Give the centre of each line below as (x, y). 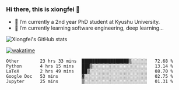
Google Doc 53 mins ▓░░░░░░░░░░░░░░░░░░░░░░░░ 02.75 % (90, 77)
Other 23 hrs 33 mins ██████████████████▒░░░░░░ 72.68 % (90, 61)
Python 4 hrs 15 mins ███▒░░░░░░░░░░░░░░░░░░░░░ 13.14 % (90, 66)
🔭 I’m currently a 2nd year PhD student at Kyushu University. (87, 22)
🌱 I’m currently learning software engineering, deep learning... (89, 28)
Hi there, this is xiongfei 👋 (43, 9)
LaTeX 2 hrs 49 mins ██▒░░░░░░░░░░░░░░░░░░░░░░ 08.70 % (90, 71)
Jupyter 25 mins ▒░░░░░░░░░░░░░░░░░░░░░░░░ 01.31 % (90, 82)
